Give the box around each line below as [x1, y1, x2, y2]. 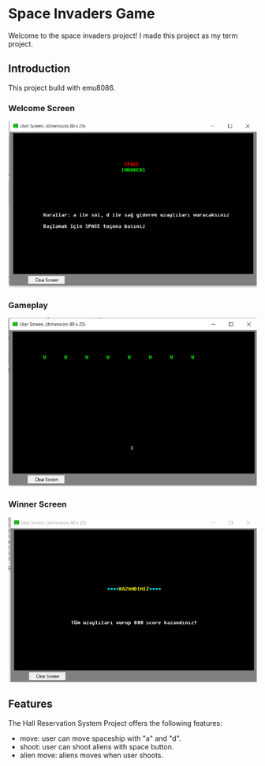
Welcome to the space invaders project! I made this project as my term [8, 31, 238, 40]
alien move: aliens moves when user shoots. [19, 750, 164, 760]
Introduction [8, 62, 71, 76]
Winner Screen [8, 498, 67, 509]
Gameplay [8, 299, 49, 310]
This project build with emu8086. [8, 83, 116, 92]
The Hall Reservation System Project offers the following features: [8, 718, 222, 727]
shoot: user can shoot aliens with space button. [19, 742, 174, 751]
